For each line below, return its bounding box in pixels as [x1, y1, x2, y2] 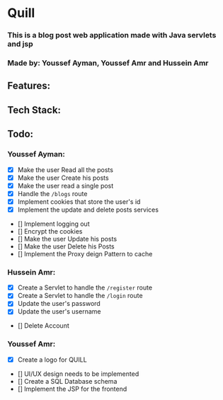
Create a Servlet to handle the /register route [17, 283, 153, 292]
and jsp [7, 39, 33, 49]
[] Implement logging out [17, 219, 90, 228]
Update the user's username [17, 307, 101, 316]
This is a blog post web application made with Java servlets [7, 30, 217, 40]
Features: [7, 80, 51, 92]
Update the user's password [17, 299, 101, 308]
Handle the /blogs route [17, 189, 88, 198]
